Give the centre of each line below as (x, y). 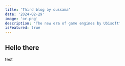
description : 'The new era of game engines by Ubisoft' (63, 23)
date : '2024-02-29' (25, 14)
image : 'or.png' (21, 19)
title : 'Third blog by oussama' (38, 10)
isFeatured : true (23, 28)
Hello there (22, 48)
